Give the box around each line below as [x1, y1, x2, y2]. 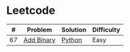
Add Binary [23, 36, 56, 44]
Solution [61, 25, 87, 34]
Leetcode [6, 4, 56, 18]
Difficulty [92, 25, 121, 34]
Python [61, 36, 82, 44]
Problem [26, 25, 52, 34]
